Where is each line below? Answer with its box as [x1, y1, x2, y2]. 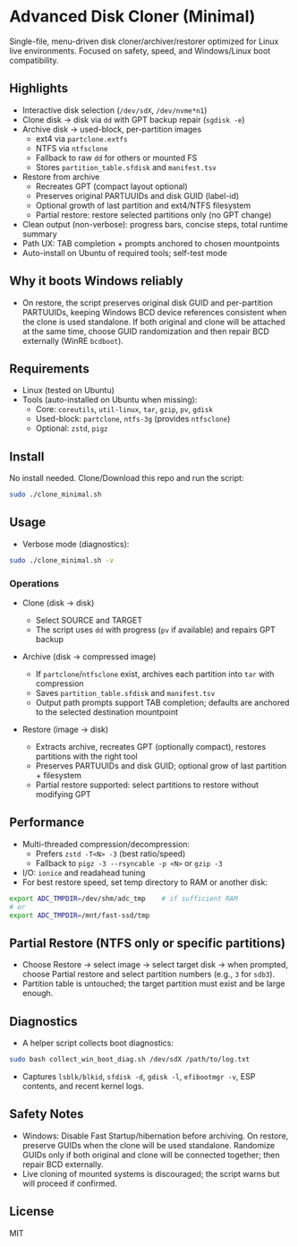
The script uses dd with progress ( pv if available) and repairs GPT [35, 624, 276, 635]
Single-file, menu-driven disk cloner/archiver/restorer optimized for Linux [9, 36, 279, 47]
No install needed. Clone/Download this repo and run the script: [9, 473, 244, 484]
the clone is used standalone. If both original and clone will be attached [21, 316, 286, 327]
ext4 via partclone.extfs [35, 133, 128, 144]
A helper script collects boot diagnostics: [21, 1037, 175, 1049]
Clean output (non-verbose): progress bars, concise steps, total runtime [21, 219, 288, 229]
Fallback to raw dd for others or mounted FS [35, 152, 198, 163]
